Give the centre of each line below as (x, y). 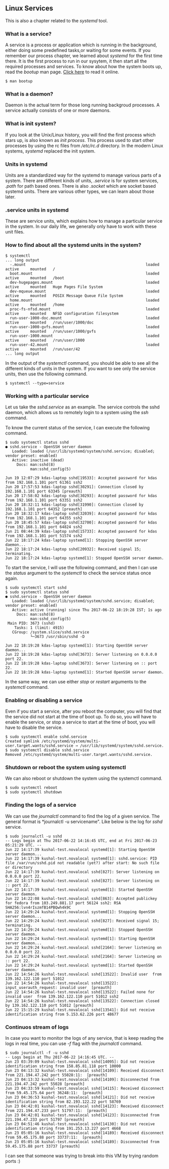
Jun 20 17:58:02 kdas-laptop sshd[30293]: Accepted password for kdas (81, 495)
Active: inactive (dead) (38, 460)
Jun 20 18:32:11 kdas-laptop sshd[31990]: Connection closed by (74, 505)
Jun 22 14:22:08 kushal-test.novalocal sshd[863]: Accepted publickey (81, 898)
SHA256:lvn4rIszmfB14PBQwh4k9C (38, 908)
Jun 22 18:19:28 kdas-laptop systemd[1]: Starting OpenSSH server (77, 646)
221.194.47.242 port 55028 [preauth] (45, 1084)
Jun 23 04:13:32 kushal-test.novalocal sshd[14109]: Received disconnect (85, 1071)
